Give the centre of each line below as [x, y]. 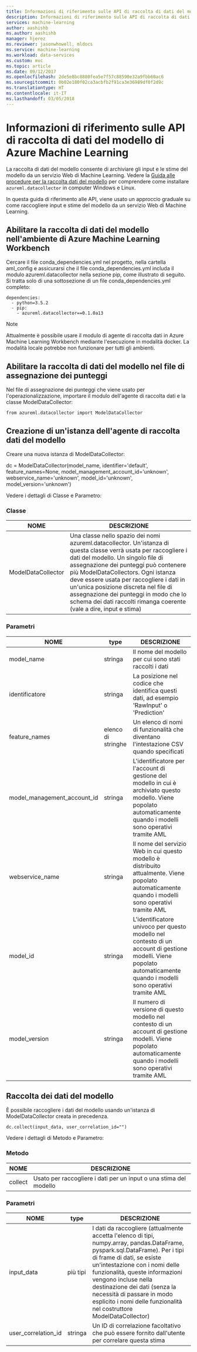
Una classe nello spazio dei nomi [115, 536]
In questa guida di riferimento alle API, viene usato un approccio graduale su [98, 199]
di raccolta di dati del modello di [85, 140]
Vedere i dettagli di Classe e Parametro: [54, 495]
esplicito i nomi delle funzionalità [137, 1301]
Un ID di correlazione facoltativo [137, 1326]
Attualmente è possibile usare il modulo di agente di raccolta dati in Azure [95, 335]
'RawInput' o [150, 705]
